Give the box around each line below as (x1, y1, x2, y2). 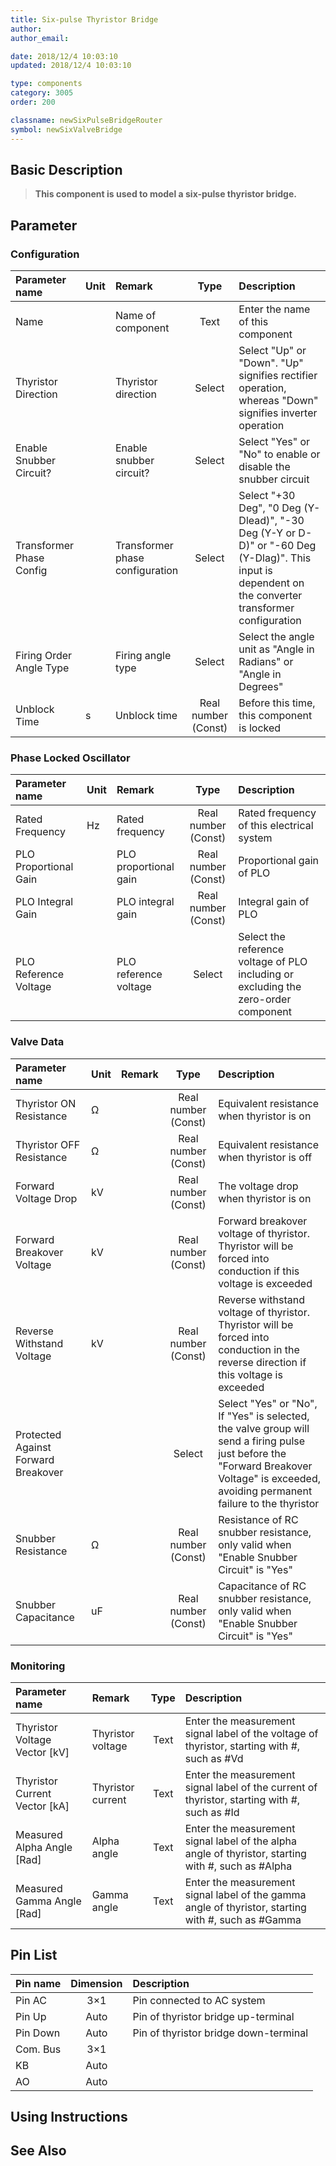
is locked (238, 721, 282, 735)
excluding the (238, 980, 302, 994)
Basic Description (10, 161, 123, 178)
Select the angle (238, 630, 315, 643)
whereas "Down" (238, 394, 319, 407)
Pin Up (15, 2009, 47, 2023)
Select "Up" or (238, 344, 307, 357)
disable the (238, 460, 291, 473)
